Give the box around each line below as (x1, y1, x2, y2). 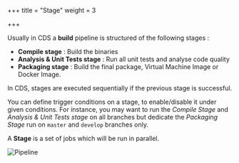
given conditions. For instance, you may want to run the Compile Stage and (7, 105, 228, 113)
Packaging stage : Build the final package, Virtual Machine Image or (17, 63, 219, 70)
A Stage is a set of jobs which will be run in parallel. (7, 135, 160, 142)
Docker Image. (17, 70, 61, 78)
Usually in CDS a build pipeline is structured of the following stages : (7, 33, 210, 42)
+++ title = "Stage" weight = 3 (7, 6, 96, 14)
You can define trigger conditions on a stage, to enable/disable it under (7, 98, 217, 106)
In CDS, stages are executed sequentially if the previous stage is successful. (7, 84, 233, 92)
